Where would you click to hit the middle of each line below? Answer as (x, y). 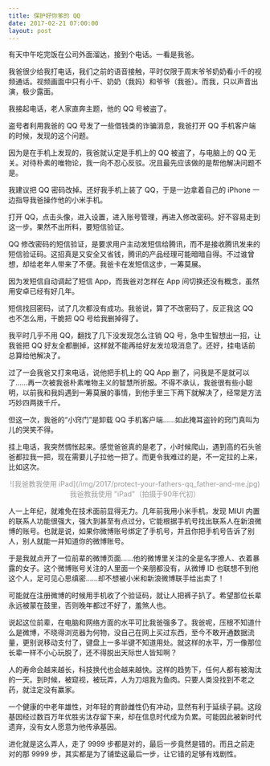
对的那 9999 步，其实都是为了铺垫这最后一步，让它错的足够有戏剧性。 (125, 754)
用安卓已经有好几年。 (43, 291)
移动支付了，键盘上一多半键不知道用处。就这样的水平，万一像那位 (152, 642)
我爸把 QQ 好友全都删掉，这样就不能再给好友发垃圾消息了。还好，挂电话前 (132, 345)
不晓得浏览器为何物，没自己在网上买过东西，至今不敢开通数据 (145, 633)
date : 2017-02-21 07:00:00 (53, 23)
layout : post (30, 31)
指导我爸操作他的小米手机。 (61, 200)
